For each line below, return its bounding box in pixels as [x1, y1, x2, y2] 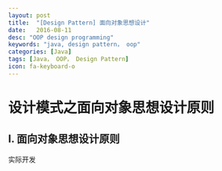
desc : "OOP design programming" [8, 33, 114, 42]
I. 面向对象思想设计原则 [8, 133, 120, 146]
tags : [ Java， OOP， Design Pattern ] [8, 56, 129, 64]
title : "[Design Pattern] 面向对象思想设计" [8, 19, 151, 27]
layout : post [8, 11, 51, 20]
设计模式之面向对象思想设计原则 [8, 99, 215, 116]
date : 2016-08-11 [8, 26, 72, 34]
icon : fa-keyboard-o [8, 63, 76, 71]
